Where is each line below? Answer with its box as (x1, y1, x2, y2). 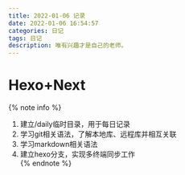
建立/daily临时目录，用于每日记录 (19, 120, 130, 129)
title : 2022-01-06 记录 (8, 11, 86, 20)
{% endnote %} (19, 158, 72, 169)
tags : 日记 (8, 34, 43, 43)
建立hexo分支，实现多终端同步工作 (19, 149, 135, 159)
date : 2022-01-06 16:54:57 (8, 19, 99, 27)
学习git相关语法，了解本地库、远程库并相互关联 (19, 129, 177, 139)
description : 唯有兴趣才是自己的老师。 (8, 42, 127, 50)
